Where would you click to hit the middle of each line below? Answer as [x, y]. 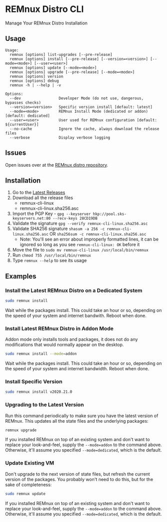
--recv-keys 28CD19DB [75, 219]
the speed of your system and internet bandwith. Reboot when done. [76, 315]
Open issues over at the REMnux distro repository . [57, 165]
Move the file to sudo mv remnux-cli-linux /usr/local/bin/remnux [80, 250]
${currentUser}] [22, 124]
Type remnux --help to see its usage [50, 261]
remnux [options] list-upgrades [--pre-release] [61, 54]
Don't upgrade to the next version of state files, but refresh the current [78, 474]
